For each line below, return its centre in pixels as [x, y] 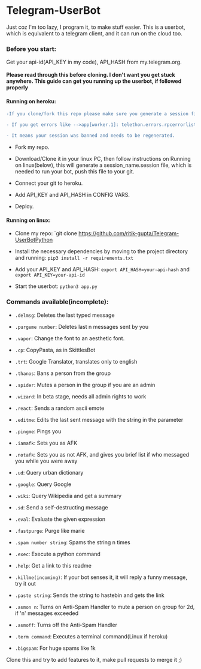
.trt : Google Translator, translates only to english [76, 361]
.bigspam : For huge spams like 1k [55, 648]
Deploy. [24, 206]
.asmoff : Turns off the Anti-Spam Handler [66, 625]
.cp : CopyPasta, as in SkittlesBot [55, 350]
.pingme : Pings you [38, 431]
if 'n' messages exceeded [47, 613]
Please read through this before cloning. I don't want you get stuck [91, 75]
